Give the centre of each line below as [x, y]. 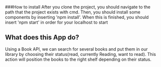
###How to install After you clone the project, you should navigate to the [78, 7]
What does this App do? [42, 37]
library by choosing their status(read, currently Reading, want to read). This [80, 54]
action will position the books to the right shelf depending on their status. [78, 59]
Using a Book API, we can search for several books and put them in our [77, 49]
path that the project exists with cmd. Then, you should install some [73, 12]
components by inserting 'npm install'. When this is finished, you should [77, 17]
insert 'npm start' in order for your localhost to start [56, 22]
